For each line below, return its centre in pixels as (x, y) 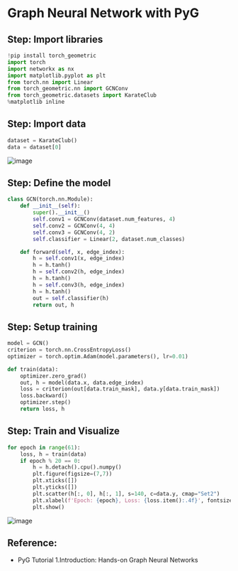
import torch (27, 62)
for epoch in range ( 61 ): (44, 447)
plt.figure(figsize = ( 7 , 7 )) (73, 474)
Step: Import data (47, 124)
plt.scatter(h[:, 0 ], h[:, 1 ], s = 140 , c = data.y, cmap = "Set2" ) (126, 493)
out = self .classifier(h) (71, 298)
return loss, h (42, 409)
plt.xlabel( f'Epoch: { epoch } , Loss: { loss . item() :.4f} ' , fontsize (133, 500)
